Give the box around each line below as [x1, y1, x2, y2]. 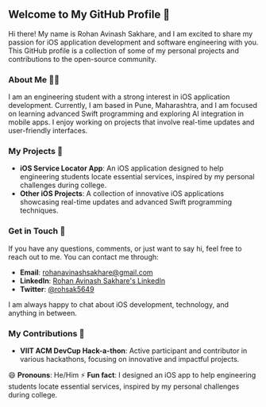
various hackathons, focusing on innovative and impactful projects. [19, 355, 240, 363]
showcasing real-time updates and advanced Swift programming [19, 198, 233, 207]
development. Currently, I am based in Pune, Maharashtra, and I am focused [8, 101, 258, 110]
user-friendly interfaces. [8, 126, 88, 136]
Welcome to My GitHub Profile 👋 [8, 8, 171, 21]
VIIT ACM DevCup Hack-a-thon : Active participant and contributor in [19, 346, 248, 355]
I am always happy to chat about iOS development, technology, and [8, 299, 229, 309]
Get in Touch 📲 [8, 225, 66, 236]
